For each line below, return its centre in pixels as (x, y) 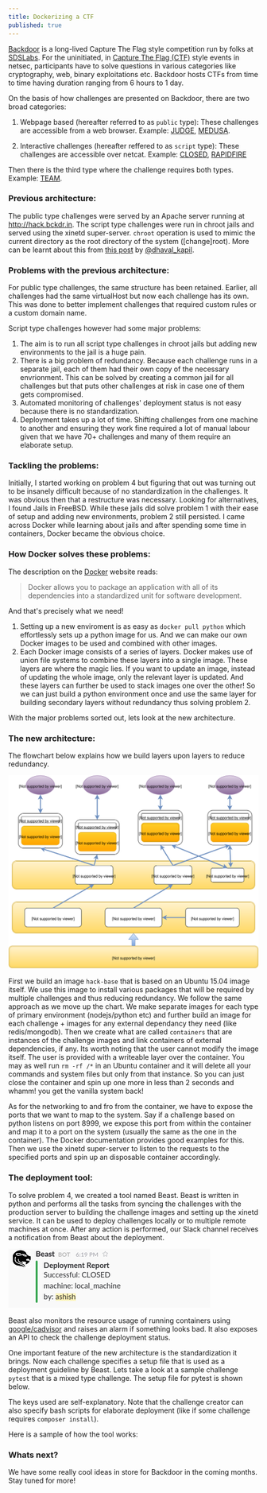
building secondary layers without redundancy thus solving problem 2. (135, 702)
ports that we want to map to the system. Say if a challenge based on (122, 1115)
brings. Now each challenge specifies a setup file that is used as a (116, 1361)
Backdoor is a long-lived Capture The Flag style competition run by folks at (131, 48)
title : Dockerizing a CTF (51, 17)
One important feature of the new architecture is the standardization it (123, 1352)
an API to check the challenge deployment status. (89, 1337)
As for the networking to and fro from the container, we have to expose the (131, 1107)
